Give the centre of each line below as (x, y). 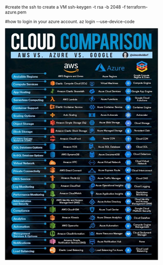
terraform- (137, 7)
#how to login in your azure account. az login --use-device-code (70, 22)
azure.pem (16, 12)
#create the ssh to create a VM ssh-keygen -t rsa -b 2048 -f (65, 7)
